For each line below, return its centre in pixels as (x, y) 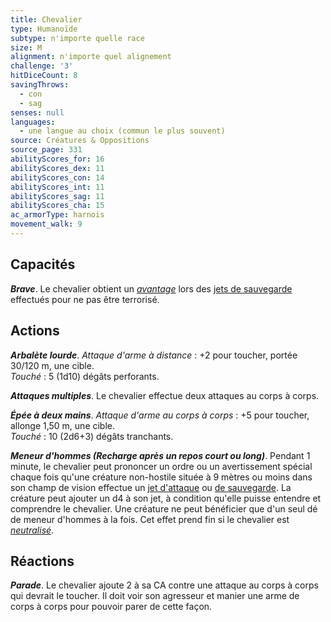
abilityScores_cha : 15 (57, 206)
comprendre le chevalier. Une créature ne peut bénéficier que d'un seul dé (164, 508)
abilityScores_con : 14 (57, 177)
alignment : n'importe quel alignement (91, 57)
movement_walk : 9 (46, 224)
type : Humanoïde (44, 29)
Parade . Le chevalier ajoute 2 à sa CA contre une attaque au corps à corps (164, 585)
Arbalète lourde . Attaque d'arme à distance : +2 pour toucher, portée (154, 355)
